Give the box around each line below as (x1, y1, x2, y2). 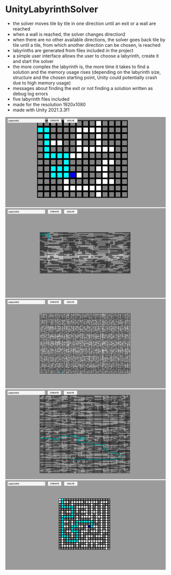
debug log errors (12, 90, 48, 97)
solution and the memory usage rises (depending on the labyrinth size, (12, 69, 161, 75)
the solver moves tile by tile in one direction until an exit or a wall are (12, 20, 156, 26)
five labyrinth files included (12, 96, 70, 102)
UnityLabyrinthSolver (5, 4, 98, 15)
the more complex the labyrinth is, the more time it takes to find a (12, 64, 149, 70)
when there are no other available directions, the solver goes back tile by (12, 37, 165, 43)
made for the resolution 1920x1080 (12, 101, 86, 107)
